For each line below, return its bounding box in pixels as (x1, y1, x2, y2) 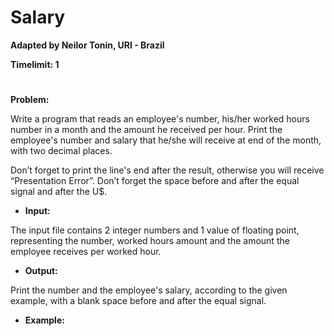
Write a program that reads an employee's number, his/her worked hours (10, 113, 310, 125)
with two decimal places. (10, 145, 113, 157)
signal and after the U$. (10, 186, 108, 198)
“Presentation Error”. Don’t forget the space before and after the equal (10, 175, 300, 187)
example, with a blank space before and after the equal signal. (10, 295, 267, 307)
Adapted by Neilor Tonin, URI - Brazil (10, 39, 165, 51)
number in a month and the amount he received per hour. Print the (10, 124, 283, 136)
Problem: (10, 94, 50, 106)
